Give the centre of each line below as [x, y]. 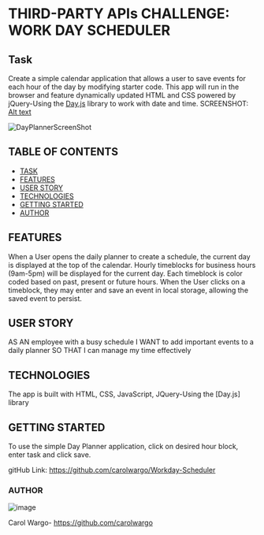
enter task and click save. [50, 455]
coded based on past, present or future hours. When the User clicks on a [127, 281]
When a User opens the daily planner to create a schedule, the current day [129, 256]
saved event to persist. [45, 298]
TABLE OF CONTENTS [63, 152]
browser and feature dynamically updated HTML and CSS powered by [122, 95]
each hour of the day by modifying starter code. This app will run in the [124, 87]
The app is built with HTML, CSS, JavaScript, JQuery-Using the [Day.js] [124, 394]
